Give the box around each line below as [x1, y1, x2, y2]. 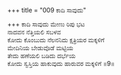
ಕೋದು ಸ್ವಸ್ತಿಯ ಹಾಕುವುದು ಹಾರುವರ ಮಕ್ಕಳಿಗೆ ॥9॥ [7, 60, 115, 67]
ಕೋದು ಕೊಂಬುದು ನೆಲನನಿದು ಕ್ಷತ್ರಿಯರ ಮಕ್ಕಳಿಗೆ [7, 36, 105, 44]
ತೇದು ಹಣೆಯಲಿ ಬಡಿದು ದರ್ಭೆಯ [7, 52, 76, 60]
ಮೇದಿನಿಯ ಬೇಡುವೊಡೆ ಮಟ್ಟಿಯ [7, 43, 74, 52]
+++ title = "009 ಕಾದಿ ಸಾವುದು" [7, 6, 86, 14]
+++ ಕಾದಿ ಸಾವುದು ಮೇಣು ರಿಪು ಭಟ [7, 20, 85, 28]
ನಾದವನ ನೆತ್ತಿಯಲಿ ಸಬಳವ [7, 28, 62, 36]
